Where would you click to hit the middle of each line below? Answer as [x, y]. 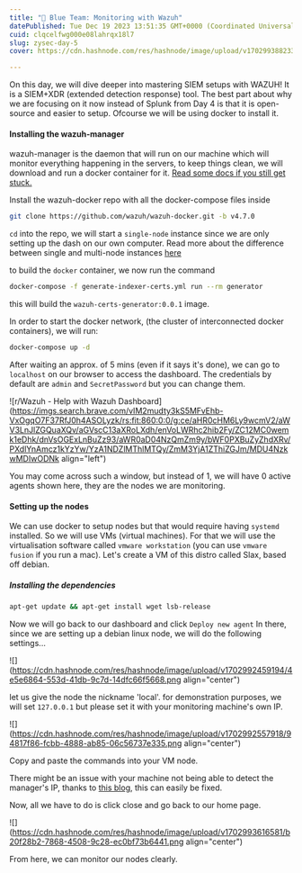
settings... [28, 643]
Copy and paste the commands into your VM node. [104, 760]
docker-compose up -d [50, 347]
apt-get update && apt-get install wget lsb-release [110, 607]
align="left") [84, 458]
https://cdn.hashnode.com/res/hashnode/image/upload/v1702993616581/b [151, 832]
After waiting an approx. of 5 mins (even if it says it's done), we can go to [145, 364]
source [22, 113]
